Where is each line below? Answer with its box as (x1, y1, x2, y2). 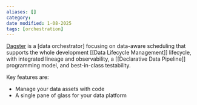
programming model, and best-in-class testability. (6, 62, 132, 69)
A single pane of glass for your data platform (15, 92, 127, 99)
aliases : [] (6, 8, 36, 15)
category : (6, 15, 32, 21)
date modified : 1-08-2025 (6, 20, 72, 26)
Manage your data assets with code (15, 86, 105, 93)
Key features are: (6, 73, 49, 81)
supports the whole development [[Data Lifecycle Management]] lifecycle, (6, 49, 192, 56)
